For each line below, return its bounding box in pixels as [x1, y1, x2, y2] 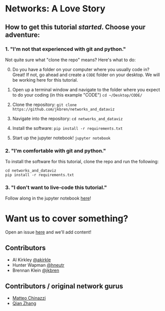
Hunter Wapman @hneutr [12, 262, 64, 268]
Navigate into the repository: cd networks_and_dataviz [12, 115, 123, 121]
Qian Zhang [12, 301, 36, 307]
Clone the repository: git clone [12, 102, 77, 107]
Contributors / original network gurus [5, 282, 123, 290]
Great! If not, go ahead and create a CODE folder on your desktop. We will [12, 72, 160, 78]
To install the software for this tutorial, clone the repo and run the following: [5, 159, 159, 165]
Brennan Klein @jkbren [12, 267, 59, 274]
